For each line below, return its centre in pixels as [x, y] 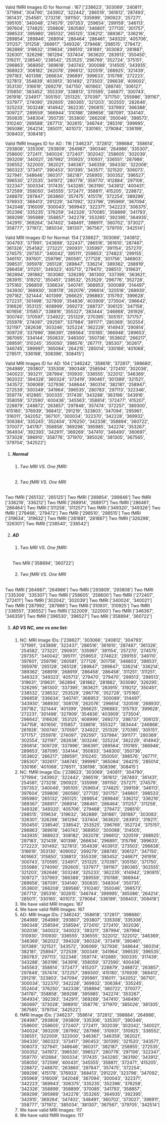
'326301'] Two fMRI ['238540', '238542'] [47, 524]
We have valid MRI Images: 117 [51, 1110]
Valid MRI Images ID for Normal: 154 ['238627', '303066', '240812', [73, 238]
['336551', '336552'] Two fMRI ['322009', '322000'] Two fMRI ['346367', [80, 611]
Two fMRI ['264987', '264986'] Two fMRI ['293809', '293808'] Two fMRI [79, 590]
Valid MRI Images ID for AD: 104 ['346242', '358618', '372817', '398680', [79, 363]
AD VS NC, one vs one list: [40, 628]
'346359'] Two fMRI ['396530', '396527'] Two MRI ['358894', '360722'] [79, 616]
